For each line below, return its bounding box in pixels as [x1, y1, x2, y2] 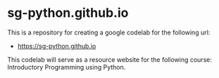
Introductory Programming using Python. [7, 63, 126, 71]
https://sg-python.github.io [17, 41, 96, 50]
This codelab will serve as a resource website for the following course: [7, 55, 213, 64]
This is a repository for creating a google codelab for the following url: [7, 28, 211, 37]
